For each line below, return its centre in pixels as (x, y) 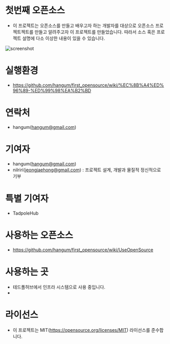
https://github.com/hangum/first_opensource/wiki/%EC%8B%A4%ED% (88, 85)
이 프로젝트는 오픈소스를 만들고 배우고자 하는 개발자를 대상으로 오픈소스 (83, 25)
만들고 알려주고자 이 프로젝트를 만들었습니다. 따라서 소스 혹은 (95, 32)
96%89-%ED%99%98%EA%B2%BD (52, 90)
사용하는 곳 (27, 272)
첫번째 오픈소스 (35, 10)
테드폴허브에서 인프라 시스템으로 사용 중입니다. (59, 287)
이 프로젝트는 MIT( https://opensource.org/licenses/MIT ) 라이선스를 (81, 330)
